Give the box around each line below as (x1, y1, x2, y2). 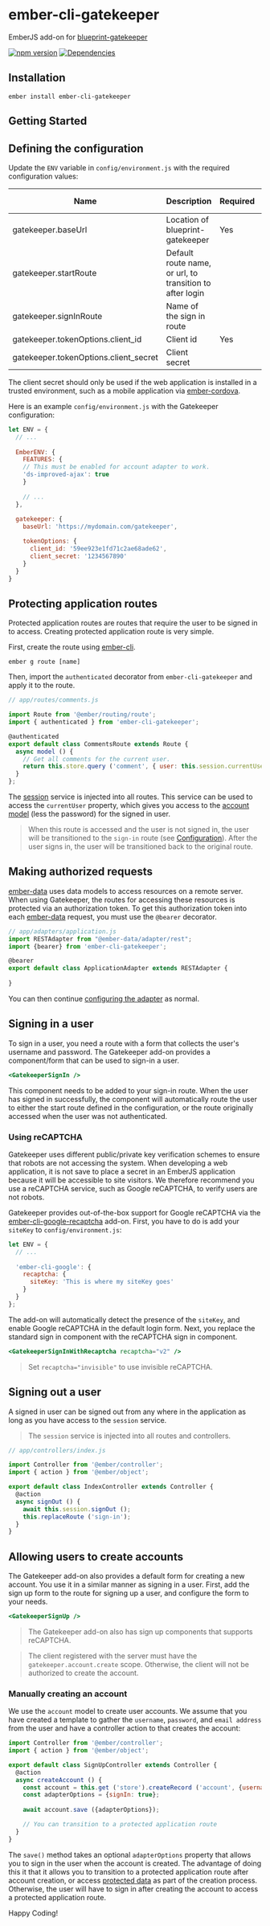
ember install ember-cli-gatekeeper (8, 92, 131, 100)
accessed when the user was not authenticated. (8, 1111, 168, 1121)
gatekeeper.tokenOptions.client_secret (12, 351, 158, 363)
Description (166, 195, 212, 207)
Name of (166, 300, 199, 311)
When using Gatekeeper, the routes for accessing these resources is (8, 895, 235, 904)
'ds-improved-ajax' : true (22, 470, 110, 479)
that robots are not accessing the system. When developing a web (8, 1158, 227, 1167)
